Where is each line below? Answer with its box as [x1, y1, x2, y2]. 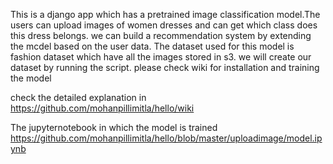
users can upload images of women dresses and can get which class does [10, 19, 318, 31]
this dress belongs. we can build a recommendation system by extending [10, 30, 312, 41]
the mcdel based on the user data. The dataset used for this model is [10, 40, 295, 52]
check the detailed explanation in [10, 92, 147, 103]
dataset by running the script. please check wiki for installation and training [10, 62, 320, 73]
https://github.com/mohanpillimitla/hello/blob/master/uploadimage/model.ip [10, 132, 323, 144]
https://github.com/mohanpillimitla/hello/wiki [10, 102, 195, 114]
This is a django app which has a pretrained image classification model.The [10, 9, 321, 20]
